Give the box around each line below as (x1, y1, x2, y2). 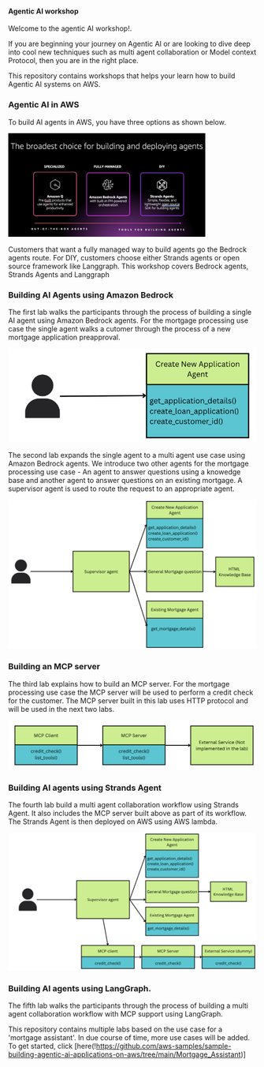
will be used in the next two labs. (8, 704, 115, 713)
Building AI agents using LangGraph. (8, 983, 151, 994)
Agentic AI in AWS (8, 99, 80, 110)
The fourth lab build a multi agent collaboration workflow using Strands (8, 799, 239, 809)
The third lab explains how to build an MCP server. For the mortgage (8, 679, 230, 688)
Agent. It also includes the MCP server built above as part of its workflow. (8, 808, 247, 818)
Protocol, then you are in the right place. (8, 56, 139, 66)
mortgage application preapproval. (8, 332, 121, 343)
